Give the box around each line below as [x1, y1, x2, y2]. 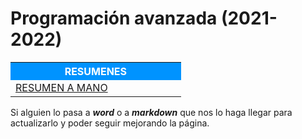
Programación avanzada [10, 7, 218, 30]
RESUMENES [64, 64, 128, 78]
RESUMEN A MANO [15, 80, 108, 94]
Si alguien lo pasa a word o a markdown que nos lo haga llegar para [10, 106, 293, 118]
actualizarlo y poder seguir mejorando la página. [10, 117, 210, 129]
